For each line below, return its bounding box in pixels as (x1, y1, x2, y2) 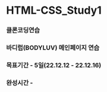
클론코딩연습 (6, 26, 40, 35)
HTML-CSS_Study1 (6, 4, 102, 17)
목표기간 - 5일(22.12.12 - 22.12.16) (6, 61, 102, 69)
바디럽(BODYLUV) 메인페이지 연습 (6, 44, 100, 52)
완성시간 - (6, 78, 33, 87)
